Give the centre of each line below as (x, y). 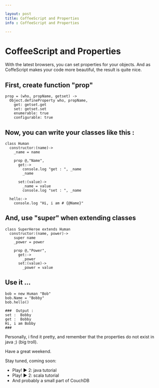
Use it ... (18, 282)
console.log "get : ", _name (52, 169)
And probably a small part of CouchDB (51, 380)
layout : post (18, 14)
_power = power (29, 242)
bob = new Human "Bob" (28, 294)
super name (25, 238)
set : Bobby (18, 315)
